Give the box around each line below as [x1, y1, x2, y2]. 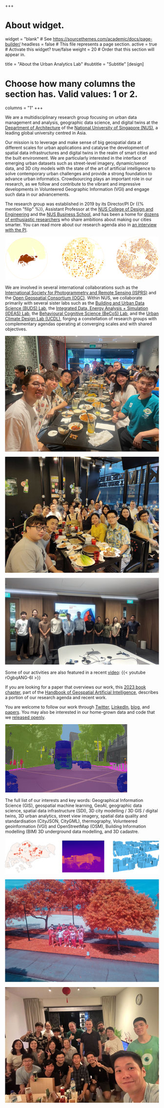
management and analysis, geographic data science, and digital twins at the [5, 119, 158, 125]
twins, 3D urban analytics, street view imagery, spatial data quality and [5, 813, 147, 819]
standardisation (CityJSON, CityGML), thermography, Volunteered [5, 818, 138, 824]
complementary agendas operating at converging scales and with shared [5, 321, 152, 327]
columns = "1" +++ [5, 105, 43, 111]
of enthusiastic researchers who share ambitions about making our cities [5, 216, 152, 222]
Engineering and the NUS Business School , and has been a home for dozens [5, 211, 159, 217]
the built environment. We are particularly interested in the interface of [5, 155, 147, 161]
